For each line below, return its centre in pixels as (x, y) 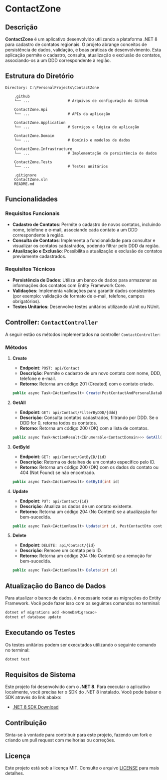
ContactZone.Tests (33, 162)
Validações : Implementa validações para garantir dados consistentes (84, 290)
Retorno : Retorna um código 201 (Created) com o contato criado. (87, 383)
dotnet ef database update (33, 617)
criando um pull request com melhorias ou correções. (60, 740)
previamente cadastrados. (39, 256)
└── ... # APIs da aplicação (62, 114)
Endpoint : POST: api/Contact (50, 367)
